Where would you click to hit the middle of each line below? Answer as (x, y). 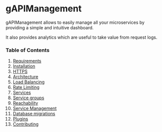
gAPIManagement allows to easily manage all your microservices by (75, 22)
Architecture (26, 77)
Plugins (21, 119)
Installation (24, 66)
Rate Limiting (26, 87)
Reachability (26, 103)
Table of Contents (28, 50)
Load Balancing (29, 82)
